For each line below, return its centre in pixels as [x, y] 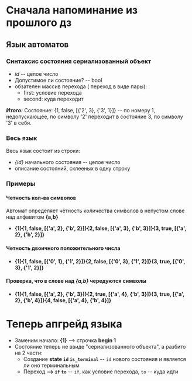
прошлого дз [39, 23]
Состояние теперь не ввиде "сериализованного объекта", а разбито [100, 346]
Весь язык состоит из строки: [43, 151]
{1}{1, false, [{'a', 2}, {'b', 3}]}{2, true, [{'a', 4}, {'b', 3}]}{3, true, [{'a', [100, 294]
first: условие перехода [52, 92]
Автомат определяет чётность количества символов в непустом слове [95, 211]
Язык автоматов [37, 44]
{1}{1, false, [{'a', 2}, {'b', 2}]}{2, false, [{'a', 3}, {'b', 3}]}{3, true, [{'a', [100, 228]
